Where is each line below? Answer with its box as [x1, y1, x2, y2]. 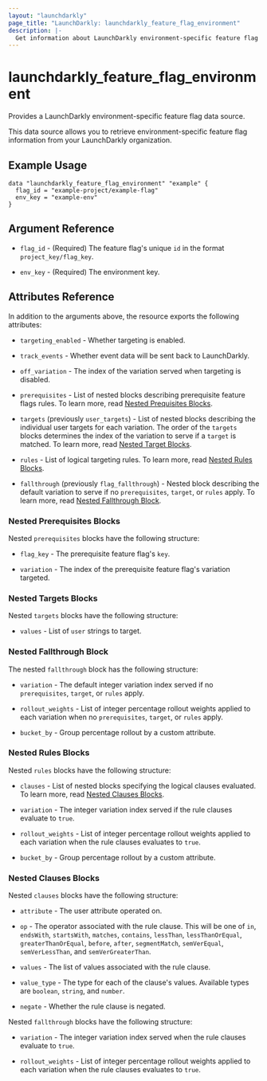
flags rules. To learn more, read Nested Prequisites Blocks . [19, 398, 214, 408]
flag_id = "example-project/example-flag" [15, 186, 159, 194]
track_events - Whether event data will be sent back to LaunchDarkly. [19, 351, 249, 360]
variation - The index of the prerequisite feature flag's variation [19, 564, 231, 574]
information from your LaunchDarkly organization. [8, 135, 173, 145]
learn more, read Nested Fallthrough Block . [19, 495, 162, 505]
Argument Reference [8, 222, 115, 236]
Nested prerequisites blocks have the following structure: [8, 533, 200, 542]
